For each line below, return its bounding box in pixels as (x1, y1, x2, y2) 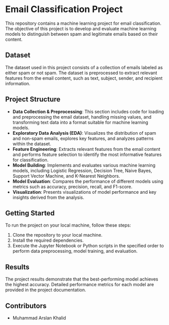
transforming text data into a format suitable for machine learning (12, 119, 149, 125)
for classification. (12, 156, 49, 162)
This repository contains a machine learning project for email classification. (5, 20, 161, 26)
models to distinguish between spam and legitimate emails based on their (5, 31, 158, 37)
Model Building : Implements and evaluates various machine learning (12, 162, 155, 168)
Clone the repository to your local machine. (12, 232, 102, 238)
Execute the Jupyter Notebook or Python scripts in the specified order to (12, 243, 164, 249)
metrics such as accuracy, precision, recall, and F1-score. (12, 183, 133, 190)
